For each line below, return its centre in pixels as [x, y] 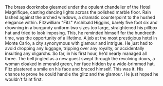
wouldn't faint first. [24, 79]
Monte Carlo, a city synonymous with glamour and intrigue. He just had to [79, 43]
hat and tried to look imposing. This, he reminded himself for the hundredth [80, 33]
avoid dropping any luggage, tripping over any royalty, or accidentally [75, 48]
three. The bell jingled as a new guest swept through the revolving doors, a [80, 59]
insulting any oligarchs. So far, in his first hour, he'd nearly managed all [76, 53]
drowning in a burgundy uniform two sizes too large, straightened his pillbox [81, 28]
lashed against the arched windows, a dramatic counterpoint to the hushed [80, 17]
